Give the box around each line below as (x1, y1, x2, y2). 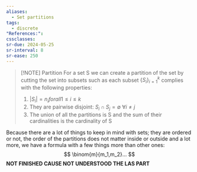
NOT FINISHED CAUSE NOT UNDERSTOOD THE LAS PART (6, 160, 150, 167)
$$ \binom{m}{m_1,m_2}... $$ (63, 151, 135, 158)
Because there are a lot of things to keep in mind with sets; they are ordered (6, 129, 191, 136)
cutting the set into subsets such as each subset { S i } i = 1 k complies (20, 75, 183, 85)
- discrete (11, 25, 38, 31)
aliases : (6, 8, 28, 15)
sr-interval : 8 (6, 47, 44, 53)
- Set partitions (11, 14, 54, 20)
